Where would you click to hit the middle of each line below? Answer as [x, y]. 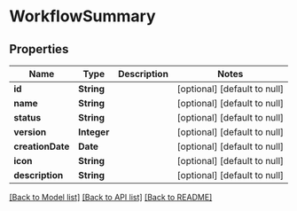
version [30, 132]
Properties [39, 49]
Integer [94, 132]
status [27, 117]
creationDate [42, 146]
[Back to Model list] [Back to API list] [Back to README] [111, 197]
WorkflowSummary [83, 16]
